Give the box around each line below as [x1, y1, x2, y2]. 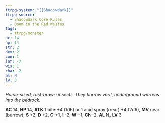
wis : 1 [5, 64, 19, 69]
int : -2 [5, 59, 22, 64]
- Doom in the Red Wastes [10, 21, 65, 27]
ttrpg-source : [5, 12, 35, 17]
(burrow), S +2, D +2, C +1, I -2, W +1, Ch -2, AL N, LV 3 [5, 112, 122, 118]
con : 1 [5, 54, 19, 59]
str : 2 [5, 45, 19, 50]
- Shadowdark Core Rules [10, 17, 62, 22]
